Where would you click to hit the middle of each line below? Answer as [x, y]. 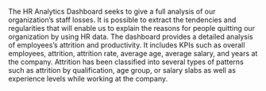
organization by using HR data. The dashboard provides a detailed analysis [131, 36]
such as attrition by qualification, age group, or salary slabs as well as [122, 70]
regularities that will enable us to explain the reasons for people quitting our [132, 28]
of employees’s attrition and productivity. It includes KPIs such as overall [127, 45]
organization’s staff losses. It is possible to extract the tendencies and [122, 20]
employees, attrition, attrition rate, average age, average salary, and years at [133, 53]
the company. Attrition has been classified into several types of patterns [126, 62]
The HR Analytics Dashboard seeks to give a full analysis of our [112, 11]
